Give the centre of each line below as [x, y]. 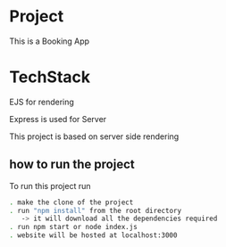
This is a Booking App [50, 41]
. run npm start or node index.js [74, 227]
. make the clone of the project [71, 202]
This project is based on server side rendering [94, 136]
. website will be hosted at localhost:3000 [93, 235]
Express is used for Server [58, 119]
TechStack [50, 77]
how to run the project [72, 165]
